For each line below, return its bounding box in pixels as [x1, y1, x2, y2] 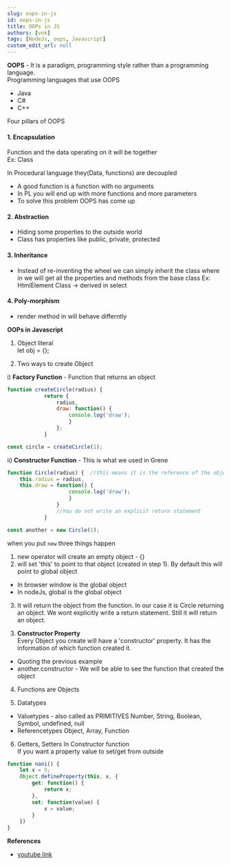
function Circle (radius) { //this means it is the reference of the [7, 469, 211, 476]
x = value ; [43, 805, 76, 812]
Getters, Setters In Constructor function [16, 740, 129, 748]
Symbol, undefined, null [16, 719, 85, 727]
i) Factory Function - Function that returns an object [7, 373, 156, 381]
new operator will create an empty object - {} [16, 552, 146, 560]
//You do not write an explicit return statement [56, 507, 201, 514]
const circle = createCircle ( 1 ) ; [7, 443, 103, 450]
